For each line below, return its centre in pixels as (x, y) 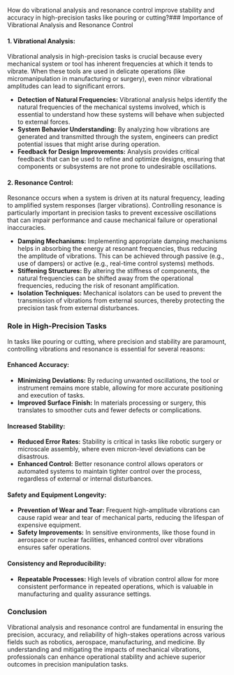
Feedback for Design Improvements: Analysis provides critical (108, 152)
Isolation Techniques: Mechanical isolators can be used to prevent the (119, 293)
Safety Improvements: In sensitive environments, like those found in (116, 532)
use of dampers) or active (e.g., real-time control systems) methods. (116, 263)
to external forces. (44, 122)
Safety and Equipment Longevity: (57, 495)
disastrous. (34, 456)
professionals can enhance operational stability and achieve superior (107, 657)
